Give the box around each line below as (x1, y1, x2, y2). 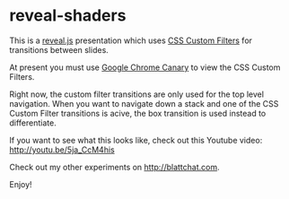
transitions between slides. (9, 44, 109, 55)
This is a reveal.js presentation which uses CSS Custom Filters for (9, 35, 253, 46)
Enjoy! (9, 178, 33, 189)
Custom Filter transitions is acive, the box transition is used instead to (9, 108, 267, 118)
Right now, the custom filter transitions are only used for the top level (9, 89, 265, 99)
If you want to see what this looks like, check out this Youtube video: (9, 134, 263, 145)
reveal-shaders (9, 5, 127, 26)
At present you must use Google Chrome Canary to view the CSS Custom (9, 62, 281, 73)
